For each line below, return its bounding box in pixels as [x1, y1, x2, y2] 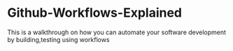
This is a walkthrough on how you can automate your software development [7, 28, 226, 36]
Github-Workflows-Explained [7, 5, 182, 21]
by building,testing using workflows [7, 35, 110, 43]
